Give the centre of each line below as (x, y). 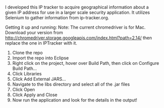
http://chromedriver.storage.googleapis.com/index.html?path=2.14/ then (79, 38)
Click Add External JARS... (39, 79)
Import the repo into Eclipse (41, 58)
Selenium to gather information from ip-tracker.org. (57, 18)
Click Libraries (27, 74)
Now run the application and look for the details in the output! (75, 100)
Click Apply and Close (35, 95)
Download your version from (34, 32)
